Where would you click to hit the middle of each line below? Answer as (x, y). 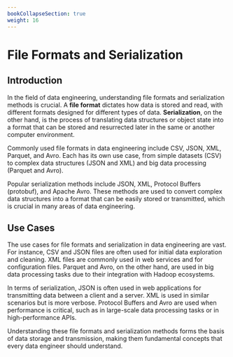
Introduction (35, 81)
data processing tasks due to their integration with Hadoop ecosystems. (111, 275)
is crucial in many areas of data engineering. (71, 206)
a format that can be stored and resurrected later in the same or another (111, 127)
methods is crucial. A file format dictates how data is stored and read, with (115, 105)
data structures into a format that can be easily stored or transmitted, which (116, 198)
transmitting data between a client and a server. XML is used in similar (108, 296)
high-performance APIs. (42, 318)
